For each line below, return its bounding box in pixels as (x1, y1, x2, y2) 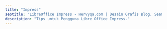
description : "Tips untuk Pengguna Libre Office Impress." (5, 16, 130, 21)
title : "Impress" (5, 7, 41, 12)
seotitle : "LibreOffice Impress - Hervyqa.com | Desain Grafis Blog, (5, 12, 153, 17)
